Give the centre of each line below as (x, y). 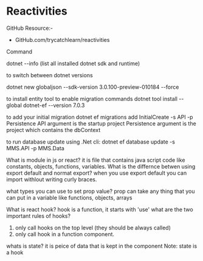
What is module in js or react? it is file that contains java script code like (96, 160)
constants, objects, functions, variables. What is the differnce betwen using (101, 166)
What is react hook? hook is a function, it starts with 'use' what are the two (100, 209)
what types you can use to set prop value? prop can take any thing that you (101, 191)
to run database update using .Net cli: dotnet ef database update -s (91, 142)
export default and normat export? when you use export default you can (97, 173)
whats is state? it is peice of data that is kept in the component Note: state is (102, 246)
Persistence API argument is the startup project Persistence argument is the (101, 124)
